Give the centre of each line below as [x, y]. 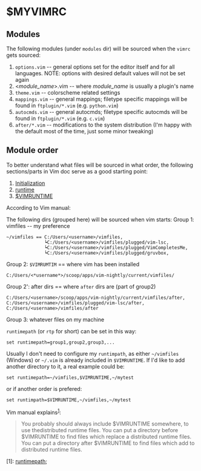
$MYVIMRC [36, 12]
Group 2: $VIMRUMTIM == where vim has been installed [73, 264]
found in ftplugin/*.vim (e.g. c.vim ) [60, 118]
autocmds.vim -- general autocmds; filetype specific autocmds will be [101, 112]
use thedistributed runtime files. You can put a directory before [100, 430]
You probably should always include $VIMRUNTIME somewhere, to [105, 424]
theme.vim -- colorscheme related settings [68, 92]
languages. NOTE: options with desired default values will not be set [100, 73]
